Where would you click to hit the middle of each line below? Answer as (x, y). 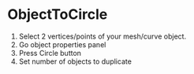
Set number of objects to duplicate (75, 61)
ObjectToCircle (58, 15)
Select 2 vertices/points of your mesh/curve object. (103, 36)
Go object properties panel (62, 44)
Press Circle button (50, 53)
